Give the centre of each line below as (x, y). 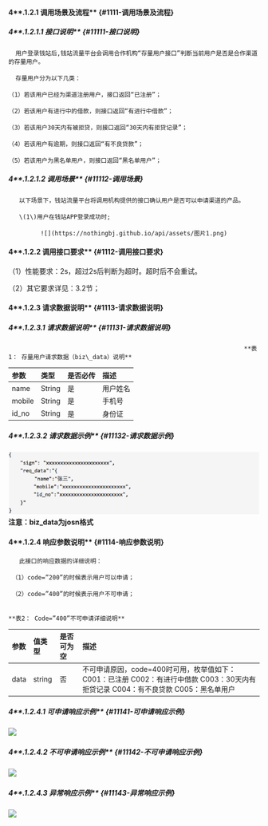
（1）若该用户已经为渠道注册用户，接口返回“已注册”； (85, 95)
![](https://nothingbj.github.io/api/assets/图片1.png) (134, 233)
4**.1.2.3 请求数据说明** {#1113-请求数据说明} (86, 308)
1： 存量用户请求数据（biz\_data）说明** (70, 358)
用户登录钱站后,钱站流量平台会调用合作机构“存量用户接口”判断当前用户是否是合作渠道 (136, 53)
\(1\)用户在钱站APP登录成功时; (65, 217)
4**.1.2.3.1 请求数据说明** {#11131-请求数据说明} (90, 327)
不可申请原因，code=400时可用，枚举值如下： (159, 670)
